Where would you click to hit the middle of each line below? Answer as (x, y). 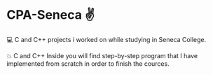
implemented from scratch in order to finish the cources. (88, 63)
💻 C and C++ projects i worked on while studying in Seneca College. (106, 39)
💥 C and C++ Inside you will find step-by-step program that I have (102, 55)
